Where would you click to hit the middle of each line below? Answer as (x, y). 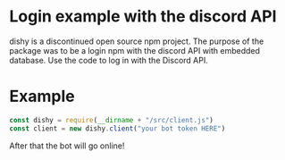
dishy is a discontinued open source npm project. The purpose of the (137, 41)
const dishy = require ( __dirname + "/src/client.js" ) (112, 120)
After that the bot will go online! (67, 146)
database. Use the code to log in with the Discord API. (109, 60)
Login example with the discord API (143, 17)
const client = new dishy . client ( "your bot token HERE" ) (117, 128)
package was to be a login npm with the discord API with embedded (135, 50)
